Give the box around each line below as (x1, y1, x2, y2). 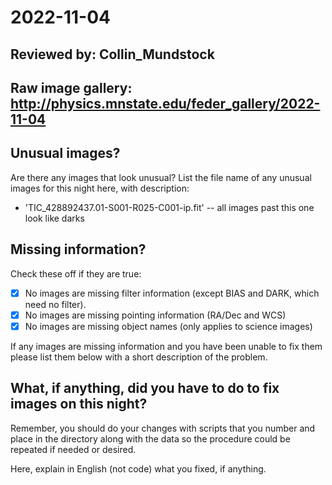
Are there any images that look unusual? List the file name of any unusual (10, 171, 312, 183)
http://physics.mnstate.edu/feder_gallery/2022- (10, 95, 321, 112)
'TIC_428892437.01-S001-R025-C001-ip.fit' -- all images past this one (24, 201, 315, 213)
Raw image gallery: (10, 79, 133, 96)
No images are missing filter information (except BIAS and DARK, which (24, 287, 320, 299)
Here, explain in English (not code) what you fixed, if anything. (10, 462, 267, 475)
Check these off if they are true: (10, 267, 142, 280)
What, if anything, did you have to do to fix (10, 380, 280, 397)
